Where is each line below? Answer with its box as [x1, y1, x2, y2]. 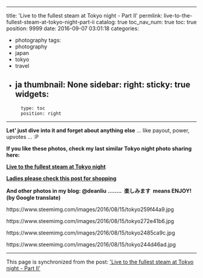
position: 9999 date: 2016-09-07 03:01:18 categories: [6, 25, 139, 32]
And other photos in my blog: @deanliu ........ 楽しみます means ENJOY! [6, 187, 192, 194]
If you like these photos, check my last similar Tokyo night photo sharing [6, 144, 192, 152]
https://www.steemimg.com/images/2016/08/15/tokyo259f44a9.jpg [6, 205, 174, 213]
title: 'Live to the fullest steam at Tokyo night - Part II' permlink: [6, 12, 163, 19]
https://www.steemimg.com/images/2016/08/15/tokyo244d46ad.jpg [6, 241, 176, 248]
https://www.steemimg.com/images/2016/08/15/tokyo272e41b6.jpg [6, 217, 174, 224]
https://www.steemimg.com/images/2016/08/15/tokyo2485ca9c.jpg [6, 229, 175, 236]
